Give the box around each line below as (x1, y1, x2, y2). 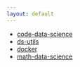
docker (16, 44, 38, 53)
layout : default (6, 10, 54, 18)
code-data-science (16, 30, 73, 38)
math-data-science (16, 52, 73, 61)
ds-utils (16, 37, 39, 46)
